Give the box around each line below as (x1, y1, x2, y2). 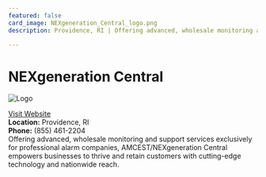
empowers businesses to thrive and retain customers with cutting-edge (8, 152, 241, 161)
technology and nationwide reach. (8, 160, 120, 169)
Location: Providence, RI (8, 117, 89, 127)
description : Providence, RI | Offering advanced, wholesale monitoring (8, 26, 253, 34)
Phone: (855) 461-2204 (8, 126, 85, 136)
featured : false (8, 11, 62, 20)
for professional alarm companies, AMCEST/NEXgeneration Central (8, 143, 228, 152)
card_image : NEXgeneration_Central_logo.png (8, 19, 158, 27)
